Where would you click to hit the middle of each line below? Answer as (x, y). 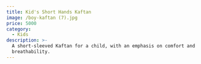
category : (19, 29)
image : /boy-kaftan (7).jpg (42, 18)
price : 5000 (21, 23)
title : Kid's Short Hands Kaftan (49, 12)
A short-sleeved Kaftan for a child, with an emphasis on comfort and (104, 46)
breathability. (31, 52)
